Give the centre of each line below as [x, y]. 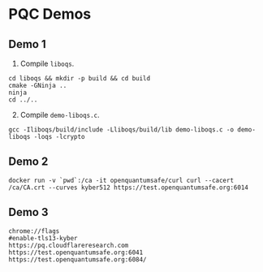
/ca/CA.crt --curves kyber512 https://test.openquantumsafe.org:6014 [129, 188]
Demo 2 [28, 162]
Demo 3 [28, 212]
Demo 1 [27, 44]
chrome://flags [34, 231]
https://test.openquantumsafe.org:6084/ [78, 259]
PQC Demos [50, 14]
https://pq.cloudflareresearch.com [69, 245]
